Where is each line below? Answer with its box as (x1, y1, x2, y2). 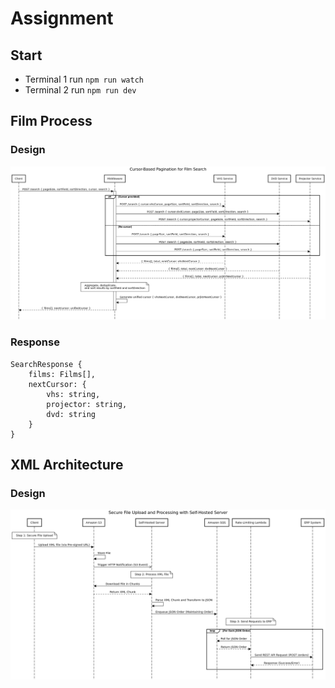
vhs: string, (46, 389, 101, 399)
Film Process (10, 113, 93, 130)
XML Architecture (10, 456, 124, 473)
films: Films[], (28, 369, 97, 379)
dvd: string (46, 409, 97, 419)
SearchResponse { (10, 359, 83, 369)
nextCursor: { (28, 379, 87, 389)
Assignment (10, 7, 114, 30)
